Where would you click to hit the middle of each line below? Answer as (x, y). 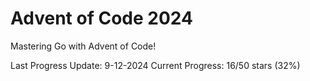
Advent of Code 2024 (101, 18)
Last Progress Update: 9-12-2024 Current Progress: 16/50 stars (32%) (155, 65)
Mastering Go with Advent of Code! (83, 46)
